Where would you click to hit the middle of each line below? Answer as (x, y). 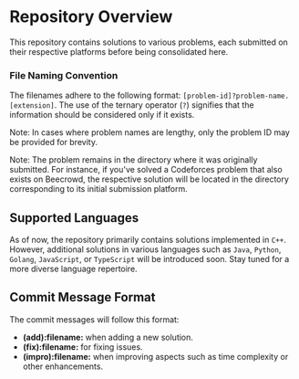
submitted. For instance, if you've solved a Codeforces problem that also (146, 170)
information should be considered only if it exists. (102, 115)
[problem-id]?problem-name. (236, 96)
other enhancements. (62, 366)
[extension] (32, 106)
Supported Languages (74, 218)
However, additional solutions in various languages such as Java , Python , (145, 249)
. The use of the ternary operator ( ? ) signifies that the (154, 105)
